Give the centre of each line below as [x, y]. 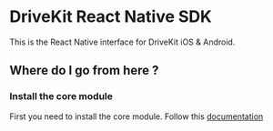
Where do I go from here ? [84, 71]
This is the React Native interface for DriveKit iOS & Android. [122, 42]
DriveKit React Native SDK [111, 17]
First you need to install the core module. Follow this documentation [136, 116]
